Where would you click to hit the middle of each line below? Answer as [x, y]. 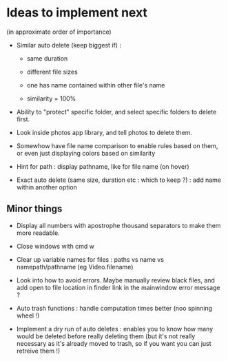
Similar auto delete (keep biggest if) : [69, 45]
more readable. [38, 233]
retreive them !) [38, 351]
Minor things [34, 209]
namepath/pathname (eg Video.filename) [75, 267]
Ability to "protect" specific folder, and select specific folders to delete [116, 112]
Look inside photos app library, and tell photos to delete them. [104, 132]
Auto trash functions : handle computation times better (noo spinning [114, 308]
